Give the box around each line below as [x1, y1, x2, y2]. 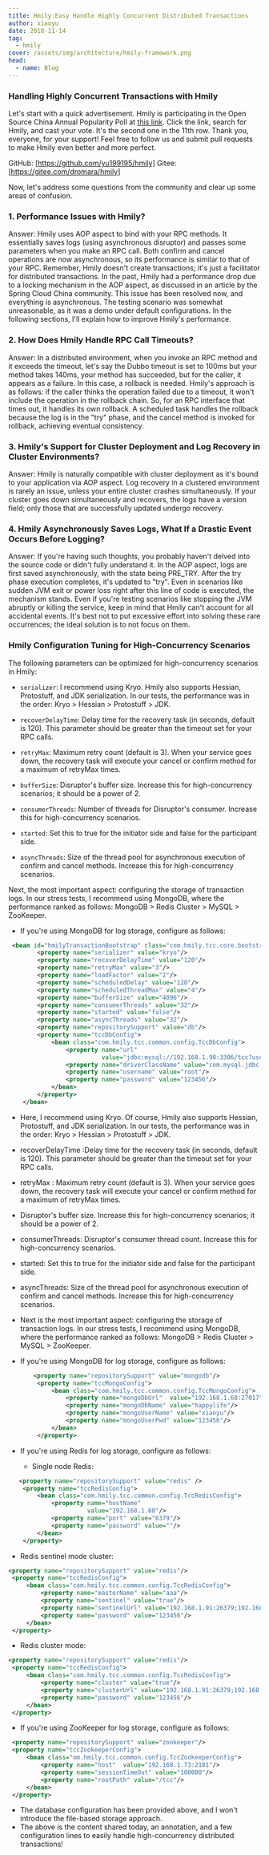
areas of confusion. [8, 191, 73, 201]
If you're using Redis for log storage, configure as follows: [19, 1446, 211, 1455]
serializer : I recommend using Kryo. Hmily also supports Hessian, [19, 682, 242, 692]
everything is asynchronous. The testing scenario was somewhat [8, 298, 223, 307]
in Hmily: [8, 667, 38, 676]
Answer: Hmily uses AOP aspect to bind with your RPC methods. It [8, 229, 227, 239]
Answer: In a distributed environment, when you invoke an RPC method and [8, 352, 258, 362]
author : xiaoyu [8, 19, 59, 27]
